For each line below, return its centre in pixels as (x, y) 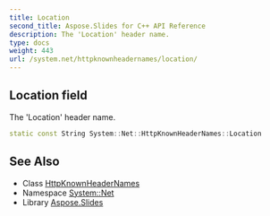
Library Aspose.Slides (63, 202)
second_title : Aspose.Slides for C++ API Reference (107, 26)
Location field (48, 95)
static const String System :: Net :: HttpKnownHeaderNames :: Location (135, 134)
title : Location (39, 17)
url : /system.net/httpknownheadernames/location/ (104, 59)
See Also (34, 162)
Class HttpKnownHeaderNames (81, 183)
